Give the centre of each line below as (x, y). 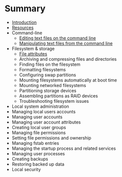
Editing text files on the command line (58, 38)
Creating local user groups (39, 127)
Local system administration (41, 106)
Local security (26, 169)
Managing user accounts (37, 117)
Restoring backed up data (38, 164)
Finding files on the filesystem (50, 64)
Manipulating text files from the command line (66, 43)
